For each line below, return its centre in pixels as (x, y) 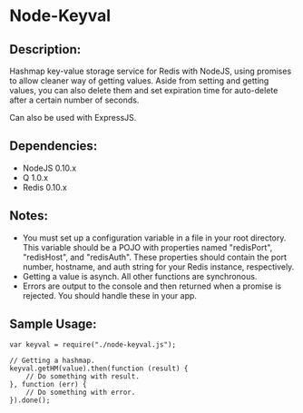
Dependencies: (54, 146)
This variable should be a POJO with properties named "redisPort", (147, 247)
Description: (45, 49)
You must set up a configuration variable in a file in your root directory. (154, 238)
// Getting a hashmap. (52, 361)
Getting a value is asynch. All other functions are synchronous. (140, 276)
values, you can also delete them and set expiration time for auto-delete (144, 90)
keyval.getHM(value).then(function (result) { (99, 369)
